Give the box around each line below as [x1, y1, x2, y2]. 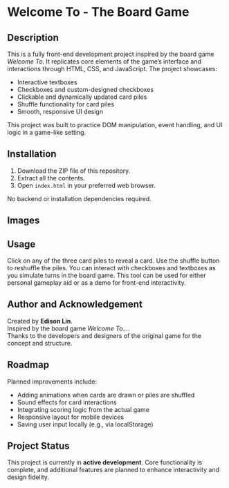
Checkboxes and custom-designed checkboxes [17, 86, 154, 93]
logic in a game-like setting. [7, 129, 86, 136]
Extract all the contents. [17, 173, 85, 182]
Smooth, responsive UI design [17, 108, 104, 115]
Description [7, 32, 59, 44]
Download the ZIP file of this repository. [17, 167, 131, 175]
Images [7, 215, 40, 227]
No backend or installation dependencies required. [7, 194, 152, 203]
